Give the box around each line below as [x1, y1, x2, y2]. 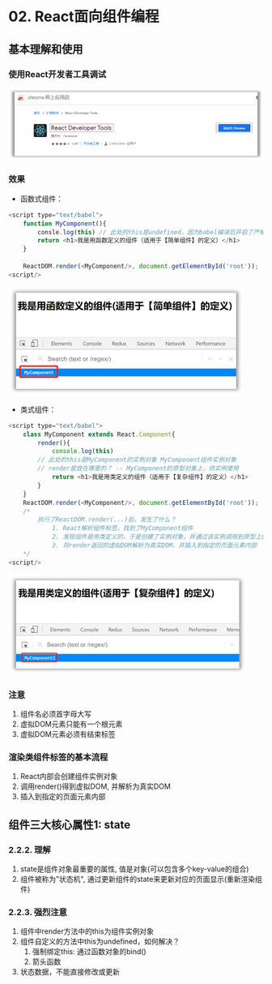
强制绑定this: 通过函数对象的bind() [32, 947, 147, 956]
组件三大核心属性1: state [8, 818, 131, 832]
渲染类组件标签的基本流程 [8, 751, 108, 763]
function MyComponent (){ [23, 220, 107, 228]
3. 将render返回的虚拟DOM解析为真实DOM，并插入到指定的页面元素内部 [51, 541, 257, 550]
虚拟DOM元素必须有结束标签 [19, 729, 116, 739]
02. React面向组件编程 [8, 7, 159, 26]
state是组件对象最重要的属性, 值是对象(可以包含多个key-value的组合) [19, 864, 249, 874]
